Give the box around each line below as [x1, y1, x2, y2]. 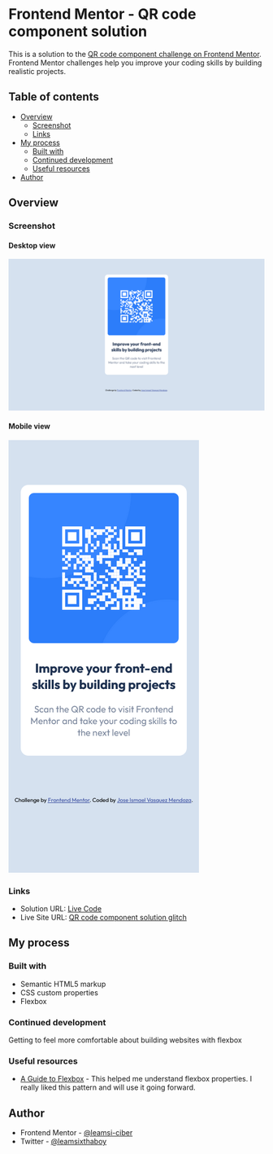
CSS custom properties [19, 987, 99, 998]
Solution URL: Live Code [19, 904, 102, 914]
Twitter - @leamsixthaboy [19, 1137, 107, 1147]
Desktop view [8, 240, 56, 250]
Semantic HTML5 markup [19, 979, 106, 989]
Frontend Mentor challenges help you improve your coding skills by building [8, 58, 262, 68]
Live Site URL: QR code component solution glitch [19, 913, 187, 923]
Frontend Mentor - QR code [8, 5, 197, 24]
